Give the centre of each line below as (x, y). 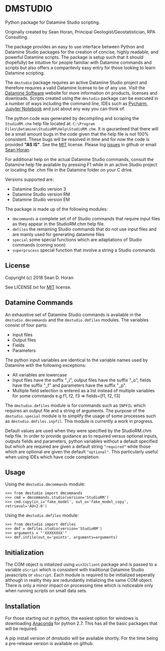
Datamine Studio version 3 (39, 189)
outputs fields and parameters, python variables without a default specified (81, 441)
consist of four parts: (26, 325)
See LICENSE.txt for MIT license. (38, 287)
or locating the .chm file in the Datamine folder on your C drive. (69, 170)
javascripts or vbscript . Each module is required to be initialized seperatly (80, 575)
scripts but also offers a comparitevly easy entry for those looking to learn (80, 68)
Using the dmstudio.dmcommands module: (45, 484)
